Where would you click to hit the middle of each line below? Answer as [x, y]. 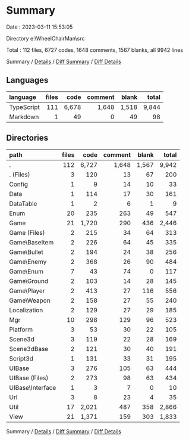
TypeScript [24, 107]
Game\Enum [26, 271]
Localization [26, 310]
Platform [21, 330]
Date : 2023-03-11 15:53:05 [40, 27]
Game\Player [27, 291]
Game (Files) [27, 232]
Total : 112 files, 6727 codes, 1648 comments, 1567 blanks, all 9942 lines [94, 50]
